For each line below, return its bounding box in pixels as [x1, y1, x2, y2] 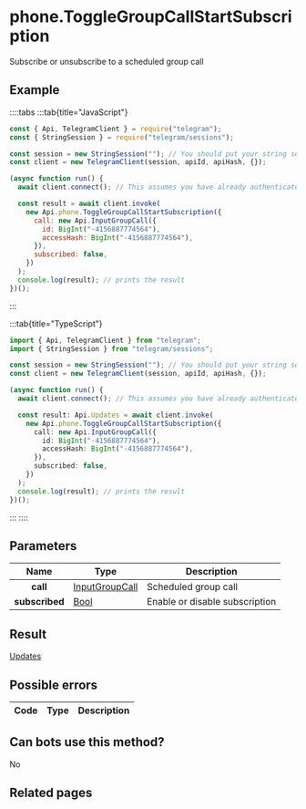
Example [9, 82, 60, 98]
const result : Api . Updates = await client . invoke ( [17, 410, 214, 420]
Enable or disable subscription [147, 596, 277, 608]
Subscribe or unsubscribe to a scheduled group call [9, 56, 204, 67]
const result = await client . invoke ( [17, 199, 161, 208]
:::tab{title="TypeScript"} [9, 317, 103, 329]
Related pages [9, 785, 93, 801]
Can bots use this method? [9, 734, 166, 750]
